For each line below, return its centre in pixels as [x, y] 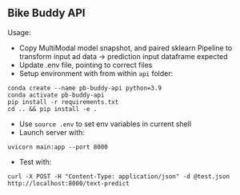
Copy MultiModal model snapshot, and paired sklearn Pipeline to [126, 48]
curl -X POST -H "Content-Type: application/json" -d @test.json [118, 176]
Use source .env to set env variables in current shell [105, 124]
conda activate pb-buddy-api [56, 95]
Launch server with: [52, 132]
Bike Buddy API [46, 13]
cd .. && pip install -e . [52, 109]
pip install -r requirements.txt [63, 102]
